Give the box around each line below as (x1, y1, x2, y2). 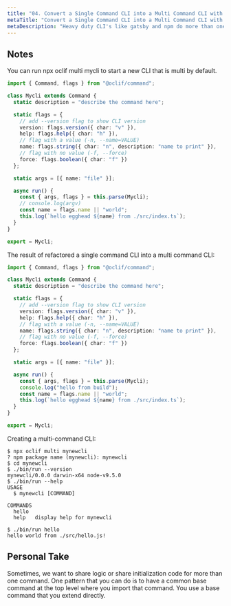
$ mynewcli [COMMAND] (13, 490, 76, 497)
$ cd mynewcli (7, 459, 48, 467)
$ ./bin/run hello (7, 526, 60, 533)
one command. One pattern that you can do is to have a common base (7, 576, 208, 585)
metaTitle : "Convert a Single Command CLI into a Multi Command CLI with (7, 17, 223, 23)
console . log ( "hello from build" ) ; (19, 384, 118, 391)
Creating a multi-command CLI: (7, 435, 96, 443)
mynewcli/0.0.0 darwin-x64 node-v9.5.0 (7, 472, 122, 479)
